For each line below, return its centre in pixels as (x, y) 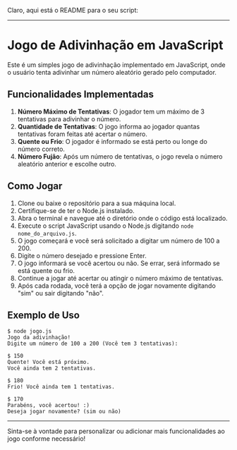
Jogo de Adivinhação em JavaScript (115, 45)
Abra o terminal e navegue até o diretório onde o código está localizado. (122, 218)
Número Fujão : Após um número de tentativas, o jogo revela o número (120, 156)
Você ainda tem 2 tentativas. (52, 369)
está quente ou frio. (46, 270)
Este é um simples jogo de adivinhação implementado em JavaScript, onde (116, 65)
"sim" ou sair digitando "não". (61, 293)
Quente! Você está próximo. (49, 363)
